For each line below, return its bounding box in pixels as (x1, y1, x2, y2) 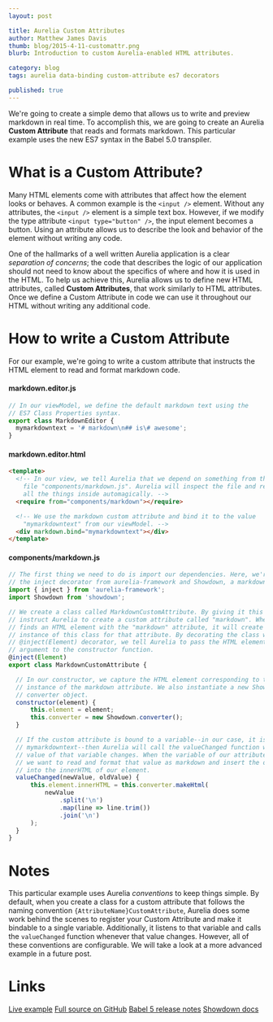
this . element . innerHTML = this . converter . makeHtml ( (29, 781, 209, 789)
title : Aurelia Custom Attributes (8, 26, 126, 35)
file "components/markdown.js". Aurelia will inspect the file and (23, 483, 256, 491)
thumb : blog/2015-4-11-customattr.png (8, 41, 140, 50)
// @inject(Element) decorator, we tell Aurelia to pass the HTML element (8, 638, 267, 647)
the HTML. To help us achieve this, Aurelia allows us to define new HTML (8, 274, 253, 285)
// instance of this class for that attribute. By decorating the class (8, 631, 260, 639)
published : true (8, 86, 63, 94)
